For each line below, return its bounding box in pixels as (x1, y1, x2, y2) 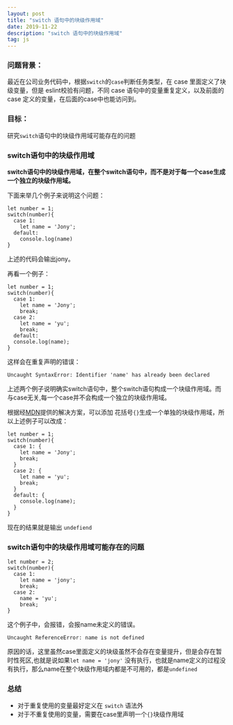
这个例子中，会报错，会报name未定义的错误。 (7, 620, 139, 629)
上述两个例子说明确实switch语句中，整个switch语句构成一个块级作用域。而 (7, 385, 221, 393)
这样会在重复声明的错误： (7, 358, 81, 366)
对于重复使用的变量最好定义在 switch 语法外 (17, 701, 144, 710)
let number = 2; (7, 558, 54, 565)
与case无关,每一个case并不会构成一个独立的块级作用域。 (7, 393, 171, 402)
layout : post (7, 10, 45, 17)
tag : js (7, 36, 30, 43)
